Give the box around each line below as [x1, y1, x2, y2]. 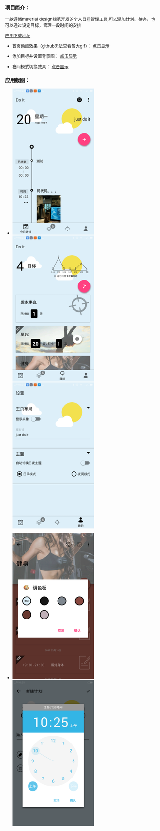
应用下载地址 [5, 33, 30, 38]
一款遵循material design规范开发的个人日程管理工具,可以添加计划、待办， [5, 16, 151, 22]
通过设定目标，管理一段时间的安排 [13, 22, 81, 28]
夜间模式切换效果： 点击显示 [12, 64, 69, 70]
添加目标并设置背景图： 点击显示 [12, 53, 77, 59]
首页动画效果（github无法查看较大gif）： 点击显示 [12, 43, 110, 49]
